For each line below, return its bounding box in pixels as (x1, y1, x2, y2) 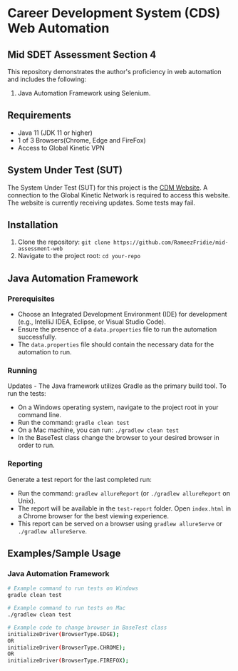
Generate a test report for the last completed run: (7, 475, 152, 483)
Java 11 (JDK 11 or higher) (17, 128, 93, 137)
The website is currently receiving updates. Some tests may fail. (7, 198, 196, 207)
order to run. (17, 441, 55, 450)
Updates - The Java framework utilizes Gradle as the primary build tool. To (7, 381, 227, 390)
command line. (17, 411, 62, 419)
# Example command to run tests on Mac (7, 605, 126, 612)
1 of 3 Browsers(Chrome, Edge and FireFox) (17, 135, 146, 144)
